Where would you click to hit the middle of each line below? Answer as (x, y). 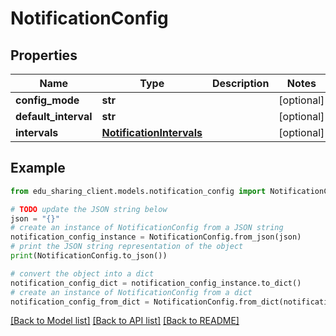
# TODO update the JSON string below (89, 209)
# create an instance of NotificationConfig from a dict (131, 292)
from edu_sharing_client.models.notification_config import (138, 191)
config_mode (47, 100)
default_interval (54, 116)
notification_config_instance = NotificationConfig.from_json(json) (156, 237)
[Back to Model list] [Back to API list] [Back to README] (125, 321)
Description (240, 83)
